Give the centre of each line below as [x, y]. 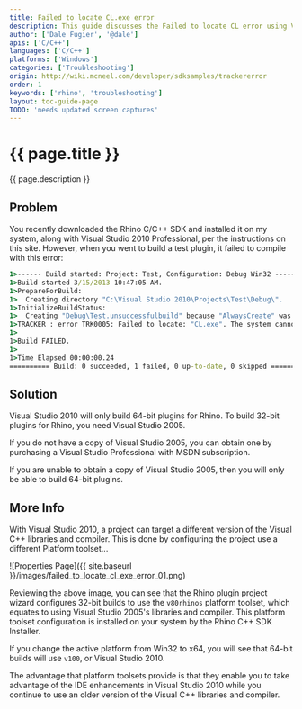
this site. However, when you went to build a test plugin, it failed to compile [147, 248]
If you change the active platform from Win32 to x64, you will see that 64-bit [151, 649]
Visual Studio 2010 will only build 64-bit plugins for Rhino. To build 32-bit [145, 416]
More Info [37, 508]
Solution [33, 394]
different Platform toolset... [59, 549]
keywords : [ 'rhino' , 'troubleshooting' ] [86, 93]
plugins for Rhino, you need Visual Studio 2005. [98, 426]
